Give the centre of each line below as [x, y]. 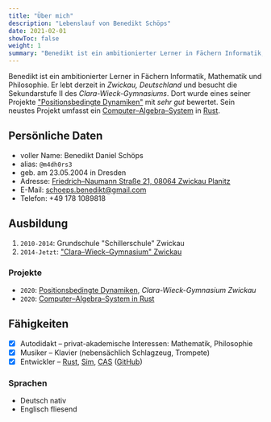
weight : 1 [25, 46]
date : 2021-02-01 [38, 31]
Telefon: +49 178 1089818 [63, 198]
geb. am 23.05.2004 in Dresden [73, 172]
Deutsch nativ [43, 401]
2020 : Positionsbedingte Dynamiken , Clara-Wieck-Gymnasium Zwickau [138, 290]
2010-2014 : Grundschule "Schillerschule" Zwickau [102, 243]
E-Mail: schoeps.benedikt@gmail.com [83, 190]
